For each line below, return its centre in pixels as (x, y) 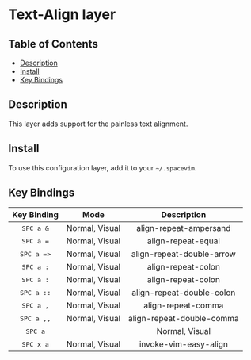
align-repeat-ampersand (184, 228)
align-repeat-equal (183, 241)
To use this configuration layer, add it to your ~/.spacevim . (103, 167)
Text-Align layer (62, 15)
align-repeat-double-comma (183, 319)
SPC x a (36, 344)
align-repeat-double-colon (184, 293)
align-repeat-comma (184, 305)
